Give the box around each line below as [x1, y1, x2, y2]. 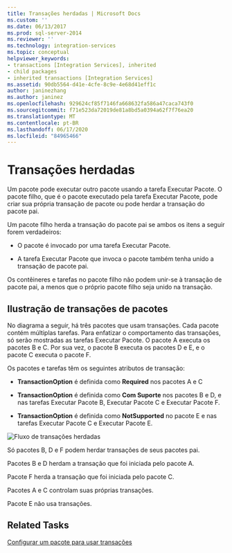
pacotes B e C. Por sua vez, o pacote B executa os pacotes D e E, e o [7, 343, 206, 352]
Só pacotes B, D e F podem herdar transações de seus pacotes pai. [7, 446, 200, 454]
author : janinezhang [7, 87, 67, 94]
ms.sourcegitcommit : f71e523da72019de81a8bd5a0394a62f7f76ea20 [7, 107, 194, 114]
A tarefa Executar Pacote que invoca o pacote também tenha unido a [17, 255, 215, 263]
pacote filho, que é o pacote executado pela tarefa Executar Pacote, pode [7, 192, 218, 201]
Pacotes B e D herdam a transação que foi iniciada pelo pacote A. [7, 460, 195, 467]
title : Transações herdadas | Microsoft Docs [7, 10, 141, 17]
